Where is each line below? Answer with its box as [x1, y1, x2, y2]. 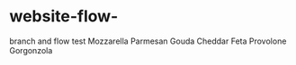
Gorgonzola [9, 45, 53, 55]
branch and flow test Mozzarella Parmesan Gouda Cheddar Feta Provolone [9, 36, 287, 46]
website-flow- [9, 6, 119, 27]
